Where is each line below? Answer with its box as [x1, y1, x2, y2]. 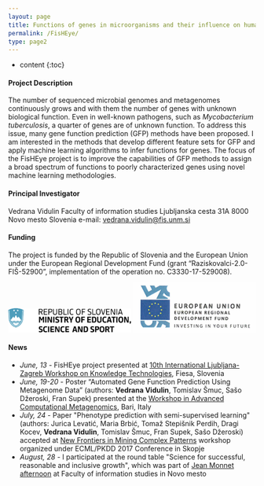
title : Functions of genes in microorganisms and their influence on [8, 20, 241, 29]
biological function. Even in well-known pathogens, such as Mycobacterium [8, 112, 254, 122]
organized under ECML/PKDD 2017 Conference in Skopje [19, 444, 205, 454]
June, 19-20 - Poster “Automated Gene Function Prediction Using [19, 377, 231, 387]
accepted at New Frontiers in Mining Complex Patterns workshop [19, 436, 231, 445]
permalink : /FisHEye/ [8, 29, 79, 37]
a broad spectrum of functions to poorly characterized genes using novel [8, 162, 245, 172]
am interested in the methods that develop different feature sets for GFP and [8, 138, 255, 147]
